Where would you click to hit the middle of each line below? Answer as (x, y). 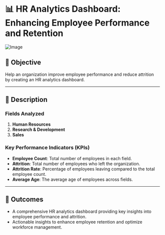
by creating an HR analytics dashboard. (45, 79)
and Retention (34, 33)
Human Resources (31, 124)
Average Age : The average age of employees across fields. (72, 179)
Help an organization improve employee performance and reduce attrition (80, 74)
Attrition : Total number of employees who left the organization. (76, 164)
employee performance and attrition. (49, 216)
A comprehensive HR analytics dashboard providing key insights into (82, 211)
